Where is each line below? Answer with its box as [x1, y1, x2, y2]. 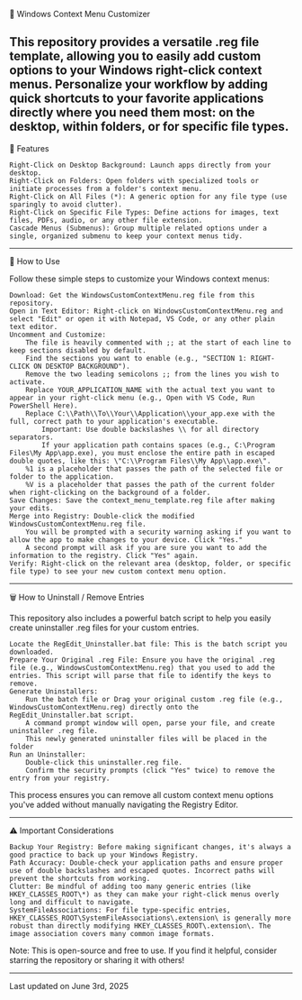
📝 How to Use [9, 255, 60, 266]
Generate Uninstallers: [9, 686, 99, 696]
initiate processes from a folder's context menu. [9, 184, 203, 193]
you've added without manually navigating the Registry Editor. [9, 799, 239, 810]
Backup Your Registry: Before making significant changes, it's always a [9, 842, 292, 851]
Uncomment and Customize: [9, 330, 106, 339]
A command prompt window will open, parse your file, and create [25, 718, 276, 728]
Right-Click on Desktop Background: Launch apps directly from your [9, 161, 271, 170]
